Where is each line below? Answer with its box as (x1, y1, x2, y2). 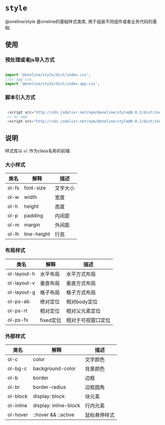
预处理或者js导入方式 (5, 57, 55, 64)
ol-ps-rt (7, 307, 27, 314)
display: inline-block (32, 402, 81, 409)
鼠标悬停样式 (85, 411, 115, 418)
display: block (32, 392, 65, 399)
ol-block (7, 392, 28, 399)
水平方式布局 (66, 270, 96, 277)
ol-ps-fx (7, 316, 28, 323)
